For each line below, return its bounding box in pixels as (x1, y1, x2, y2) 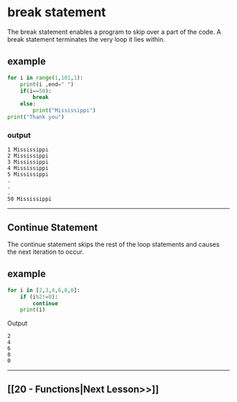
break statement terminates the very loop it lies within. (7, 35, 166, 43)
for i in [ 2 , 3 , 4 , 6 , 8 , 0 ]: (7, 286, 80, 293)
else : (20, 100, 37, 108)
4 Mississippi (7, 165, 49, 172)
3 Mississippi (7, 159, 49, 166)
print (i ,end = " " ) (20, 80, 74, 88)
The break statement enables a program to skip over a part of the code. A (7, 28, 221, 36)
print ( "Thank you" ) (7, 114, 65, 121)
